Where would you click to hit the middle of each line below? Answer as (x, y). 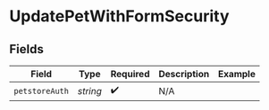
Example (237, 74)
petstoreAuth (42, 91)
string (90, 90)
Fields (27, 49)
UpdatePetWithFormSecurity (119, 16)
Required (130, 74)
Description (184, 74)
